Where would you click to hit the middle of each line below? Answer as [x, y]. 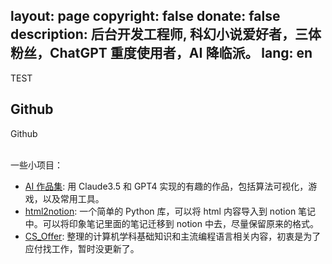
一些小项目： [36, 165]
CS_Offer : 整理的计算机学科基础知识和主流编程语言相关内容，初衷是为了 [173, 236]
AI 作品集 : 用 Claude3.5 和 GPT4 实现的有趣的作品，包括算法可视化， [166, 186]
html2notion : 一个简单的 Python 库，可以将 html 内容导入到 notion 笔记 [170, 211]
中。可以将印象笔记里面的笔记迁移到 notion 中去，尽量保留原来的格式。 [171, 223]
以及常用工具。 [73, 198]
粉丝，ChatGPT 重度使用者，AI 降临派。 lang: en [161, 53]
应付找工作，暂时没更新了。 [82, 248]
